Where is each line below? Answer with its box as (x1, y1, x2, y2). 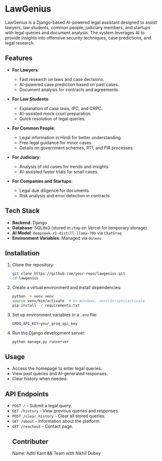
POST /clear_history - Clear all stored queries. (12, 413, 106, 419)
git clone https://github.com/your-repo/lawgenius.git (12, 271, 126, 276)
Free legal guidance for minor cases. (19, 140, 93, 145)
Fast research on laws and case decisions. (19, 76, 105, 82)
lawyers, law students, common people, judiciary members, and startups (5, 24, 150, 30)
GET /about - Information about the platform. (12, 418, 101, 424)
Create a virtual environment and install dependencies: (12, 285, 122, 290)
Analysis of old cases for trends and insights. (19, 163, 110, 169)
